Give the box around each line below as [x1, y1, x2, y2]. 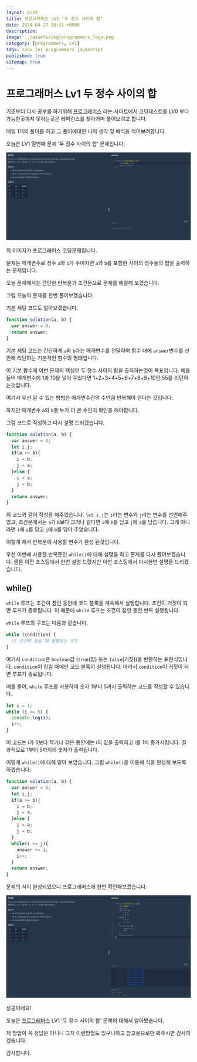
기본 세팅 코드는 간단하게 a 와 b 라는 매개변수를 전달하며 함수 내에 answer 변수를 [6, 347, 184, 354]
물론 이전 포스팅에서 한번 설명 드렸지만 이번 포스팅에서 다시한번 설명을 [13, 558, 174, 565]
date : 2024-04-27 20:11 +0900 [6, 22, 80, 28]
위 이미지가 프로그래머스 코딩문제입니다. [6, 247, 97, 254]
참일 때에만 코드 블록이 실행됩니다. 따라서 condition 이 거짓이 [43, 663, 183, 670]
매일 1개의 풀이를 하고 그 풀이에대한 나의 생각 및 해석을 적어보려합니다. [6, 127, 166, 135]
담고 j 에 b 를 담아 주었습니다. [34, 526, 100, 533]
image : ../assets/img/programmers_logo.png [6, 34, 114, 41]
